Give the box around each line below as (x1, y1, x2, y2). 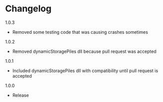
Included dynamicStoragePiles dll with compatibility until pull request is (12, 68, 158, 74)
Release (12, 92, 29, 98)
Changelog (5, 3, 52, 14)
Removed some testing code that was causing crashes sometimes (12, 29, 148, 35)
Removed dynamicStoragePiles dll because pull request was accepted (12, 48, 157, 54)
